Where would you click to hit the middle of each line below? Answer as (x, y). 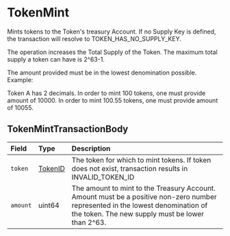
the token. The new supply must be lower (138, 213)
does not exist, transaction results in (130, 168)
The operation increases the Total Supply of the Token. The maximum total (112, 52)
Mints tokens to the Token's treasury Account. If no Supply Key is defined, (112, 31)
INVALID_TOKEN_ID (103, 177)
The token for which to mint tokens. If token (141, 160)
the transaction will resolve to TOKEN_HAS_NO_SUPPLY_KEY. (94, 38)
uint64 (49, 205)
